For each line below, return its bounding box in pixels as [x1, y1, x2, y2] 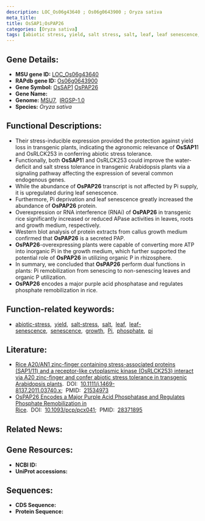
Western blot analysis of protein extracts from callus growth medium [15, 227, 188, 235]
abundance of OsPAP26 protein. [15, 202, 98, 209]
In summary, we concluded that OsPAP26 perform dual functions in [15, 260, 186, 268]
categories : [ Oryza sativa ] [6, 26, 78, 32]
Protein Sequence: [15, 508, 64, 515]
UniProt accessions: [15, 467, 68, 475]
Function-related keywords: [6, 304, 115, 315]
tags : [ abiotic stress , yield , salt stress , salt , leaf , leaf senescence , [6, 32, 201, 38]
